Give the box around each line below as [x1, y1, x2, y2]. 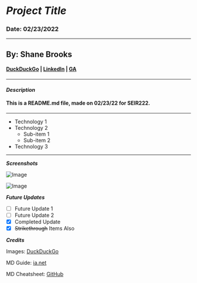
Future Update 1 [14, 205, 53, 212]
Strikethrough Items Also [14, 225, 75, 232]
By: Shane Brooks [6, 49, 72, 59]
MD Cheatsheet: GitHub [6, 271, 64, 278]
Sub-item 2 [23, 136, 51, 144]
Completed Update [14, 218, 60, 225]
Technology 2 [14, 124, 48, 131]
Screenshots [6, 160, 38, 167]
